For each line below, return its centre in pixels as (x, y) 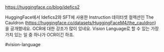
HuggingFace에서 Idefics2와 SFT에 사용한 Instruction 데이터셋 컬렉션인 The (79, 17)
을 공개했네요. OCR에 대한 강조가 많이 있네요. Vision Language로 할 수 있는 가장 (82, 28)
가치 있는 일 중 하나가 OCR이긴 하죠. (40, 35)
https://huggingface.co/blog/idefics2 (42, 7)
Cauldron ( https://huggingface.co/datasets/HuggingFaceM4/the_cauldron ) (81, 23)
